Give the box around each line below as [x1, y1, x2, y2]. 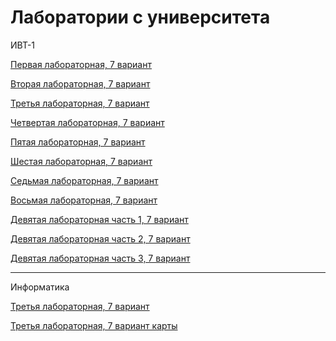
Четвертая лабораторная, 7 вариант [10, 116, 165, 128]
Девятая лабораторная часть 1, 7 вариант [10, 213, 189, 225]
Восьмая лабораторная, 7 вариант [10, 194, 158, 206]
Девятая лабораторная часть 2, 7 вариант [10, 232, 191, 245]
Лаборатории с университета [10, 6, 271, 29]
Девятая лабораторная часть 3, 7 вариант [10, 252, 191, 264]
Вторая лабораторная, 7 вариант [10, 77, 151, 90]
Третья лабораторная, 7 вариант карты [10, 319, 178, 331]
